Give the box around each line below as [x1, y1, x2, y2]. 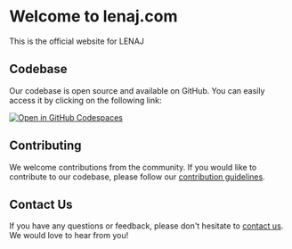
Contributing [9, 138, 82, 154]
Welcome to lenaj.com [9, 6, 178, 27]
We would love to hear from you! [9, 230, 129, 241]
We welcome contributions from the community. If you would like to [9, 162, 257, 172]
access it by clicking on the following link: [9, 95, 162, 105]
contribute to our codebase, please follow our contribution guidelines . [9, 171, 265, 182]
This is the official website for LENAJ [9, 36, 145, 46]
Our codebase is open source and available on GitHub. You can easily [9, 85, 265, 95]
